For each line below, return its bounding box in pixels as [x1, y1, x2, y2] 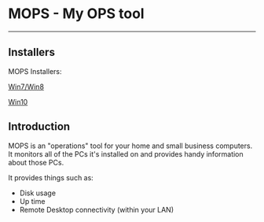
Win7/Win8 [8, 82, 45, 91]
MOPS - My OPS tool [8, 5, 145, 23]
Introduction [8, 120, 71, 134]
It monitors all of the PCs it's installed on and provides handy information [8, 149, 244, 158]
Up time [19, 196, 46, 205]
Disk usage [19, 188, 57, 198]
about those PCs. [8, 157, 64, 167]
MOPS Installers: [8, 66, 62, 76]
